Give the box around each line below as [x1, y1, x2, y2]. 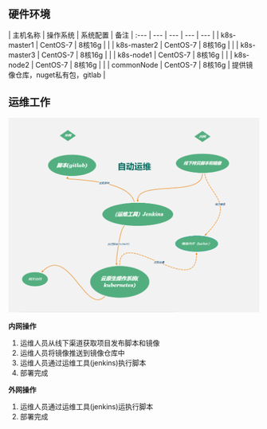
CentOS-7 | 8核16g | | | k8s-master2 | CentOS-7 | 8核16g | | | [39, 40, 239, 49]
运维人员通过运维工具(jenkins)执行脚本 [19, 357, 147, 368]
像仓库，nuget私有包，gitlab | [8, 70, 106, 80]
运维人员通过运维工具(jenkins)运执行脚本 [19, 401, 154, 411]
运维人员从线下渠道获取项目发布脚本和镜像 [19, 337, 160, 348]
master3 [8, 50, 36, 60]
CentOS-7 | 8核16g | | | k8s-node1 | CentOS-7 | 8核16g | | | [41, 50, 233, 60]
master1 [8, 40, 34, 49]
